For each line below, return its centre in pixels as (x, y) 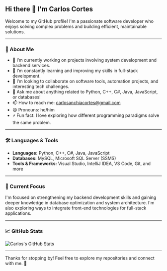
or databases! (26, 97)
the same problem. (32, 123)
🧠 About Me (20, 49)
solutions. (15, 32)
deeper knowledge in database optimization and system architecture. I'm (80, 202)
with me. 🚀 (16, 263)
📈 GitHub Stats (24, 231)
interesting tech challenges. (41, 87)
